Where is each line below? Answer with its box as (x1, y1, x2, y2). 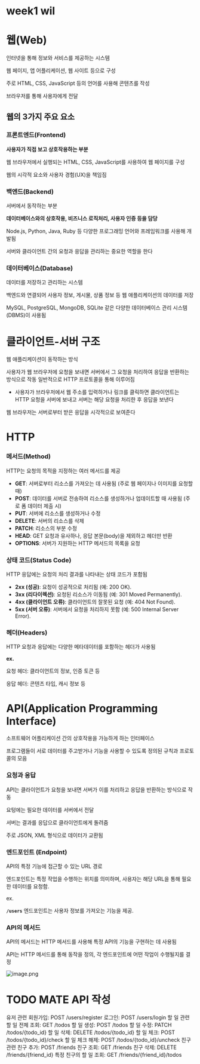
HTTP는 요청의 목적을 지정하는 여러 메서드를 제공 (6, 467, 121, 474)
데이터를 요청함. (12, 882, 50, 890)
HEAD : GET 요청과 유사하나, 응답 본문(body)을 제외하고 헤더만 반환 (14, 532, 173, 539)
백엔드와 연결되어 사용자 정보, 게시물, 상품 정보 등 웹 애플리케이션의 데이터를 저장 (6, 292, 194, 299)
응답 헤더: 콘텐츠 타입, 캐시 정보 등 (6, 680, 86, 688)
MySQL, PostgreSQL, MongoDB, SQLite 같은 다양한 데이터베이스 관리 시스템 (6, 304, 188, 311)
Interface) (6, 714, 57, 728)
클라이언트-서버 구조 (6, 335, 100, 348)
